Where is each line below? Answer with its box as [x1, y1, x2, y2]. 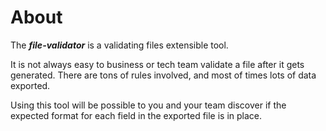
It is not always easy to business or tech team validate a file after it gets [10, 58, 305, 70]
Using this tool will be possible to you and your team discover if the [10, 99, 287, 111]
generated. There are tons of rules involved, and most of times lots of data [10, 69, 317, 81]
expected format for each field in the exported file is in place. [10, 109, 263, 121]
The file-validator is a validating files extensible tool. [10, 39, 229, 51]
